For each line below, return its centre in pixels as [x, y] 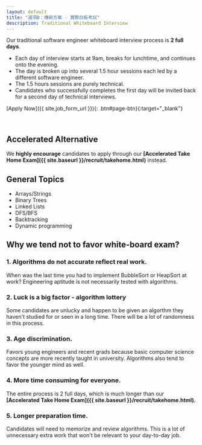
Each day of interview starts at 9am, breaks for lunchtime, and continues [105, 59]
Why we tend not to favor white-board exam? [93, 245]
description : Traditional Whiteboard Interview [67, 23]
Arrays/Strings [33, 194]
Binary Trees [31, 200]
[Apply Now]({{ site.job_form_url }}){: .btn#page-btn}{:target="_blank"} [95, 109]
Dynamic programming [43, 226]
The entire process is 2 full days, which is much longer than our [85, 394]
